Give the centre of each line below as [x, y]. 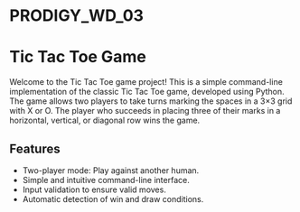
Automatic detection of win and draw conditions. [113, 198]
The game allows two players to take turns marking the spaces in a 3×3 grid [151, 101]
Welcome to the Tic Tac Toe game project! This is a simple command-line [146, 82]
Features [35, 148]
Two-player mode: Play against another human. [111, 170]
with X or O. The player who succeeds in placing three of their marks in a [145, 111]
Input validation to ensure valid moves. [94, 189]
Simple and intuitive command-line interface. [106, 180]
